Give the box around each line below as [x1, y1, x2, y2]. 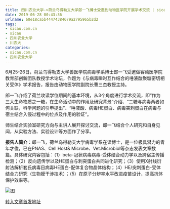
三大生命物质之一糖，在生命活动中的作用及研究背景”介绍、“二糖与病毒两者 [5, 99, 160, 105]
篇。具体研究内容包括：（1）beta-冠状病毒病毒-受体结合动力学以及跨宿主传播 [5, 152, 164, 158]
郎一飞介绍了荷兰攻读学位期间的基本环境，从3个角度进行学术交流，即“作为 [5, 92, 161, 99]
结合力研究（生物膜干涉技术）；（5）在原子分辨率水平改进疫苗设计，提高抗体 [5, 171, 163, 177]
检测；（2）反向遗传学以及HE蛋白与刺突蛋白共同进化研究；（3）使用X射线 [5, 158, 157, 164]
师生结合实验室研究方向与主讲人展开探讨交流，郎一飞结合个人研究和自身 [5, 122, 156, 128]
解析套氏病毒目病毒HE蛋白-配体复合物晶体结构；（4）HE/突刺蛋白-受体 [14, 164, 161, 171]
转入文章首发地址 [5, 198, 41, 205]
